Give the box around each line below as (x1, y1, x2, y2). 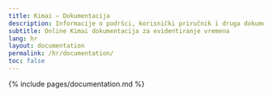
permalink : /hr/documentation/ (8, 49, 114, 57)
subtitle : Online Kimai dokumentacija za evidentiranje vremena (8, 27, 230, 35)
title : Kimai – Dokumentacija (8, 11, 111, 20)
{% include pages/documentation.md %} (8, 78, 146, 89)
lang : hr (8, 34, 38, 43)
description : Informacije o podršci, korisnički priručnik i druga (8, 19, 241, 27)
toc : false (8, 57, 45, 65)
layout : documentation (8, 42, 85, 50)
